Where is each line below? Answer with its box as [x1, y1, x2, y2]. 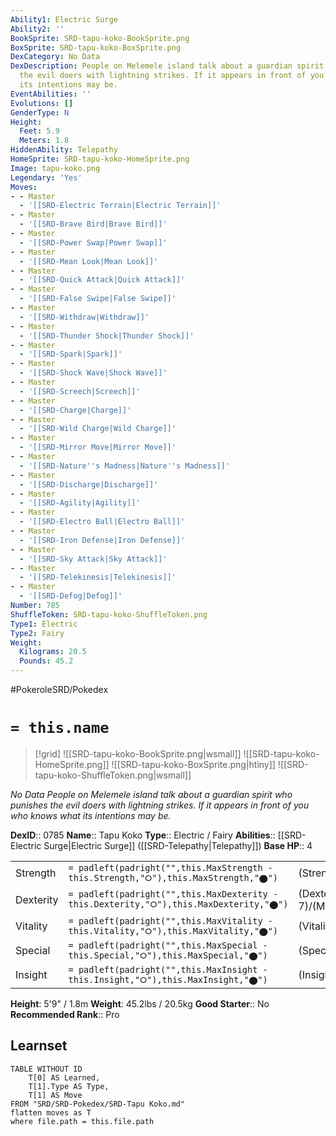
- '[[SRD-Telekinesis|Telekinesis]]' [19, 572, 177, 583]
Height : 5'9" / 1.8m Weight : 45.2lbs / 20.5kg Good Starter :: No [10, 997, 270, 1010]
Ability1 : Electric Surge [10, 14, 118, 25]
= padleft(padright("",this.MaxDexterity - [68, 889, 279, 900]
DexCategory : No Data [10, 52, 101, 62]
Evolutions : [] [10, 98, 74, 108]
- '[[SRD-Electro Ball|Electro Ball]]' [19, 517, 186, 527]
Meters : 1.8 [19, 136, 70, 146]
